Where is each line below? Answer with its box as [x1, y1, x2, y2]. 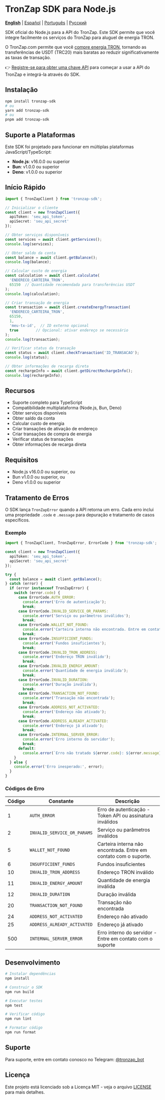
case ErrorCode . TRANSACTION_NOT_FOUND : [18, 691, 100, 696]
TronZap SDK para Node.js [5, 3, 116, 15]
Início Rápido [5, 183, 46, 192]
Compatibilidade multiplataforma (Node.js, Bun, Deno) [12, 405, 122, 411]
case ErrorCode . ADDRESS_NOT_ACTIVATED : [18, 705, 100, 710]
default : [18, 746, 36, 751]
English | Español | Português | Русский [5, 20, 87, 26]
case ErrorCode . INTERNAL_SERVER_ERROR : [18, 732, 100, 737]
